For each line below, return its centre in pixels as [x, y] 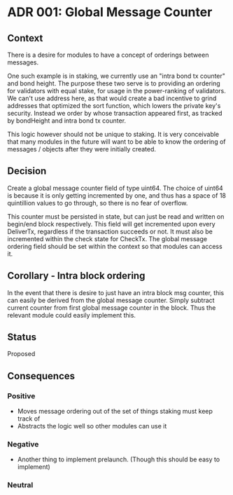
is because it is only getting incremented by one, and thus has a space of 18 [116, 195]
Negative [23, 445]
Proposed [21, 354]
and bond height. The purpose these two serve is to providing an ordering [114, 83]
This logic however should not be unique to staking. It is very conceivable [113, 134]
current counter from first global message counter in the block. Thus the [112, 307]
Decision [27, 171]
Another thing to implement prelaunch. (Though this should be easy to [119, 459]
